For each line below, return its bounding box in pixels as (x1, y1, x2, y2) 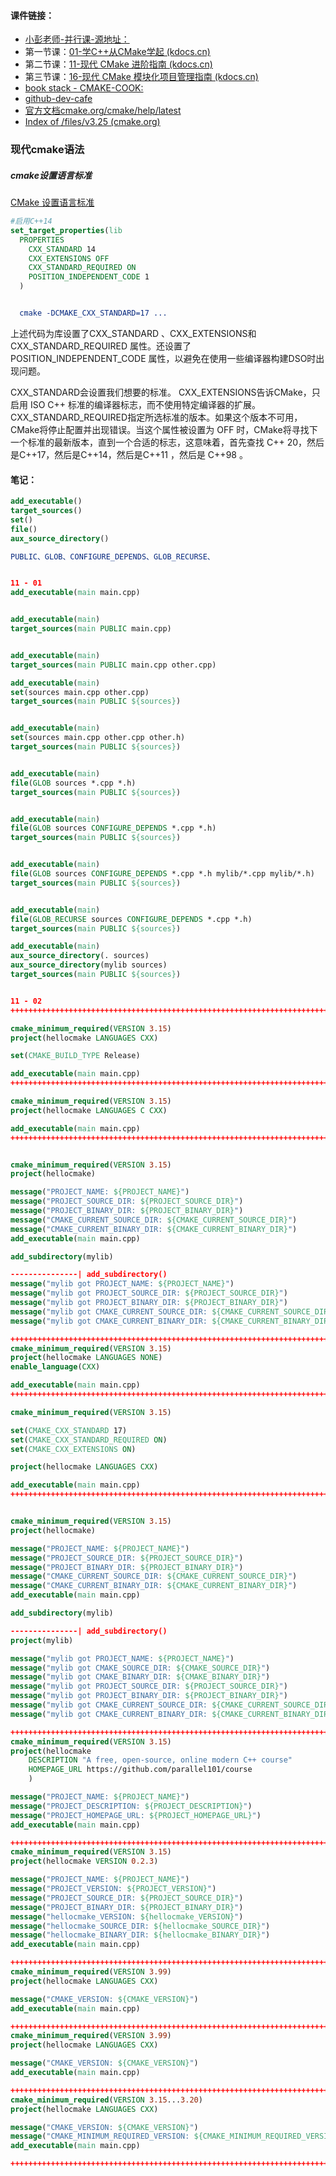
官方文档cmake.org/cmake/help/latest (24, 105, 182, 117)
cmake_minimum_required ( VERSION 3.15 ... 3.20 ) (10, 2095, 203, 2105)
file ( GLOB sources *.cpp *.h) (10, 778, 137, 788)
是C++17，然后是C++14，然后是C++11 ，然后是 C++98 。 (10, 448, 248, 460)
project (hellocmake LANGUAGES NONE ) (10, 1353, 163, 1363)
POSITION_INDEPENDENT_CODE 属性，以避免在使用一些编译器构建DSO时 (10, 352, 317, 364)
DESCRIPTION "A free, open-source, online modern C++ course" (28, 1755, 293, 1765)
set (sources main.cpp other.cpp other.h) (10, 733, 186, 743)
